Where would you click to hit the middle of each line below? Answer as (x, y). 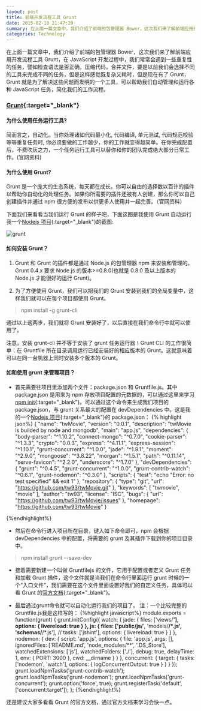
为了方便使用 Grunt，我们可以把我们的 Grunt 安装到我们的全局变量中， (102, 290)
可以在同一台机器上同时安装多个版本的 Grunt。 (64, 358)
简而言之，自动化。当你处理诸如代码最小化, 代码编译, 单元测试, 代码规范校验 (100, 135)
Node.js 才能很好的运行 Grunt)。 (55, 278)
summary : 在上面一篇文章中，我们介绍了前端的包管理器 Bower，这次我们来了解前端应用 (100, 28)
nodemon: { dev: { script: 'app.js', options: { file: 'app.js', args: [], (94, 638)
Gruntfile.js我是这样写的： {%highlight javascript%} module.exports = (100, 613)
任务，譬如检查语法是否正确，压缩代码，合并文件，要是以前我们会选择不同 (103, 67)
